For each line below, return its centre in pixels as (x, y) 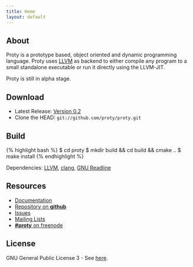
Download (25, 97)
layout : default (26, 17)
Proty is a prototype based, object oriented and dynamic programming (91, 55)
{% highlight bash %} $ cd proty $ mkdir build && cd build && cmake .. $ (94, 150)
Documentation (33, 200)
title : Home (21, 11)
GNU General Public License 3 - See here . (57, 258)
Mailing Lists (30, 219)
